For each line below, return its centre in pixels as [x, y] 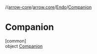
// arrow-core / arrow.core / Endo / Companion [48, 7]
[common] [16, 41]
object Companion [24, 46]
